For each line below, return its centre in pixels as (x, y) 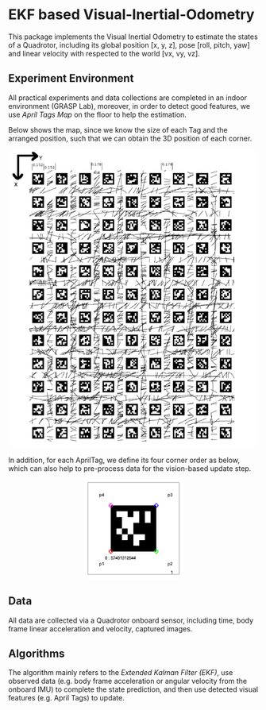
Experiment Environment (71, 78)
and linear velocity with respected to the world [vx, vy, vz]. (104, 53)
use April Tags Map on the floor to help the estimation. (97, 114)
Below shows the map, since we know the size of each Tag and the (118, 129)
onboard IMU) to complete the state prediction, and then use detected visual (133, 689)
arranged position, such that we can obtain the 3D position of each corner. (130, 138)
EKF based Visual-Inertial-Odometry (131, 15)
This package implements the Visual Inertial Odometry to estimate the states (133, 37)
